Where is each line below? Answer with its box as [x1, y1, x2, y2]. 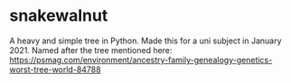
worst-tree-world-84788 [9, 64, 101, 75]
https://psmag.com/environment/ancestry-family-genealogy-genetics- [9, 54, 273, 65]
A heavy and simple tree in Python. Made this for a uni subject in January [9, 35, 282, 46]
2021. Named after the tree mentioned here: [9, 44, 173, 55]
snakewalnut [9, 5, 108, 26]
